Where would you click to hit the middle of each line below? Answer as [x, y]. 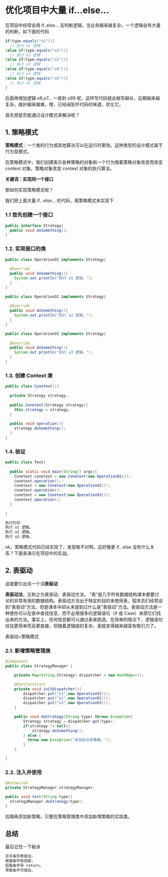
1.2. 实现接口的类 [25, 249]
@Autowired [16, 783]
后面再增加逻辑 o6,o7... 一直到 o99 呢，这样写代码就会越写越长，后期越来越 [82, 98]
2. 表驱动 [19, 571]
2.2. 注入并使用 [23, 772]
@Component [16, 661]
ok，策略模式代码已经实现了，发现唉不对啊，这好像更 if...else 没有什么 [77, 547]
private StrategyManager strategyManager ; [50, 788]
